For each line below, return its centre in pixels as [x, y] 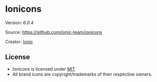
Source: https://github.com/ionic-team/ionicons [54, 32]
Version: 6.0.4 [19, 23]
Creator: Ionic [19, 41]
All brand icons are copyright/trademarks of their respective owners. [82, 74]
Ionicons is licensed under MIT [44, 69]
